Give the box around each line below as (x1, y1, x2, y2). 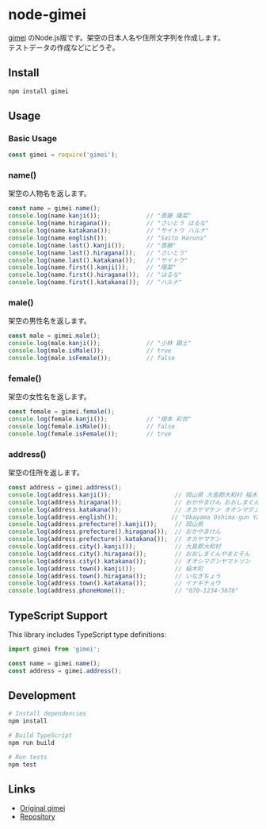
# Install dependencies (8, 710, 87, 718)
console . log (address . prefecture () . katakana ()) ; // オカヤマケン (8, 535, 222, 543)
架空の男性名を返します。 (8, 316, 91, 326)
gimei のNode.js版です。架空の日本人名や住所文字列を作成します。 (8, 33, 226, 42)
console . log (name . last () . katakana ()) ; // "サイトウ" (8, 256, 188, 264)
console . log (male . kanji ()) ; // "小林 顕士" (8, 340, 192, 347)
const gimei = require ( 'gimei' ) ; (8, 151, 119, 159)
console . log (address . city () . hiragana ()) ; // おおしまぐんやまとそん (8, 550, 251, 558)
